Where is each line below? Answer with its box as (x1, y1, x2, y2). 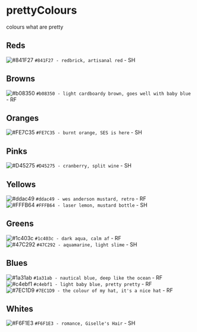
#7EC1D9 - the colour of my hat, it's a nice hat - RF (35, 287, 173, 294)
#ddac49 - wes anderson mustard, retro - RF (35, 195, 147, 202)
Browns (6, 74, 36, 84)
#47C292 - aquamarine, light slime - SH (36, 241, 137, 248)
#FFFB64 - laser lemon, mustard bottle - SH (36, 201, 148, 209)
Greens (6, 219, 34, 229)
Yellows (6, 179, 36, 190)
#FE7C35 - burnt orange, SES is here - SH (36, 129, 142, 136)
